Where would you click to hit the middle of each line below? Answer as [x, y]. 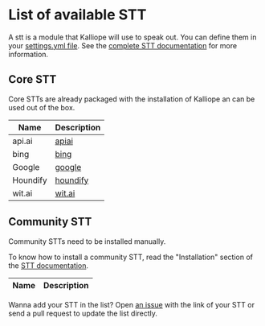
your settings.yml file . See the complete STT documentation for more [123, 45]
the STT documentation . [49, 265]
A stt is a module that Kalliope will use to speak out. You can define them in [132, 37]
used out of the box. [42, 107]
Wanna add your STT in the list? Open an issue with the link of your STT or [132, 304]
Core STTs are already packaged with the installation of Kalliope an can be [132, 99]
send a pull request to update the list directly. [83, 313]
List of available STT [77, 15]
